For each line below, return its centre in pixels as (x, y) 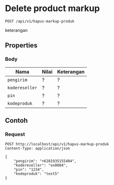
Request (15, 134)
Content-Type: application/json (37, 149)
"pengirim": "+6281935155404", (45, 161)
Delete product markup (52, 8)
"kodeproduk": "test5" (36, 174)
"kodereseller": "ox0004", (41, 165)
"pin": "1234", (29, 170)
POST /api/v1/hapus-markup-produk (40, 21)
